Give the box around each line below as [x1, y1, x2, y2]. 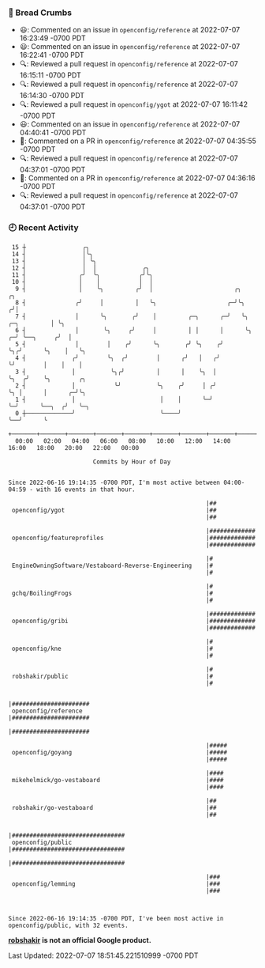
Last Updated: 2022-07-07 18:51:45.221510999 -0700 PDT [8, 951, 199, 960]
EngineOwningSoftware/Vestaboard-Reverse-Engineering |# [11, 562, 214, 569]
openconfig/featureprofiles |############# [11, 534, 256, 542]
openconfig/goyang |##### [11, 748, 227, 756]
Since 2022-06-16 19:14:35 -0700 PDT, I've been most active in [8, 914, 224, 922]
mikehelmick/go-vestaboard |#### [11, 776, 224, 784]
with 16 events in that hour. [36, 486, 136, 493]
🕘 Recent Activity [8, 222, 79, 233]
